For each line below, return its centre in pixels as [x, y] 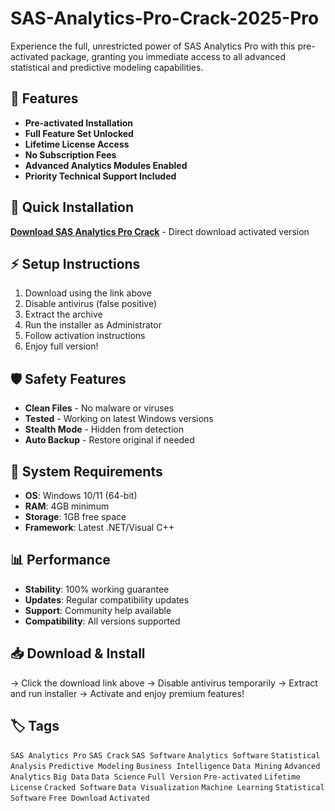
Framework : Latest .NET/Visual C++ [99, 527]
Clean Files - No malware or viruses [99, 408]
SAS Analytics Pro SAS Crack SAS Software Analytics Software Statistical [165, 756]
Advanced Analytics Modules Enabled [106, 165]
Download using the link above [88, 293]
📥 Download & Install [78, 653]
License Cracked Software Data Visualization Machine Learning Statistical [167, 788]
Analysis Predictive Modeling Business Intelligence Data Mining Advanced [165, 767]
